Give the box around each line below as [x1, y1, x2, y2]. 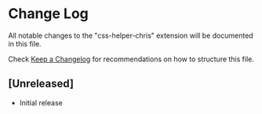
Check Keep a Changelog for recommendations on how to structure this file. [8, 54, 255, 64]
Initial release [19, 97, 63, 107]
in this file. [8, 39, 42, 48]
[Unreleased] [8, 77, 75, 90]
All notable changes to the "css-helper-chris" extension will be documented [8, 31, 253, 40]
